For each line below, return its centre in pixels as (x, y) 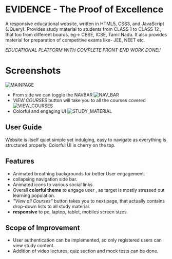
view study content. (34, 246)
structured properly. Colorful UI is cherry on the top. (60, 145)
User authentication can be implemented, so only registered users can (87, 240)
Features (20, 161)
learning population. (34, 195)
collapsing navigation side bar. (45, 179)
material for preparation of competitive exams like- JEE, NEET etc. (75, 40)
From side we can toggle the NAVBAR (53, 95)
